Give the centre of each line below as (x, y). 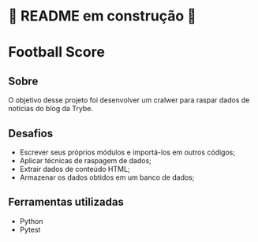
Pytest (30, 229)
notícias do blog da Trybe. (50, 109)
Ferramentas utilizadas (66, 202)
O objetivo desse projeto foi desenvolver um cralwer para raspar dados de (129, 100)
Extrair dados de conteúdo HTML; (75, 169)
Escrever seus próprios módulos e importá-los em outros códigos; (127, 152)
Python (31, 221)
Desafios (31, 133)
